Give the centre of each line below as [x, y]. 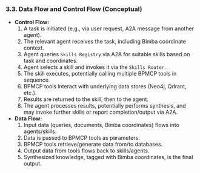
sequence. [37, 80]
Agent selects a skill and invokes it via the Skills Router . [95, 67]
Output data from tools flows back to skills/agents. [86, 151]
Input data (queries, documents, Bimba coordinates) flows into [102, 125]
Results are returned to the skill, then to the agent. [86, 99]
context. [34, 48]
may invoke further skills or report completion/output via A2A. [101, 112]
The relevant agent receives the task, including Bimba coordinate [105, 42]
